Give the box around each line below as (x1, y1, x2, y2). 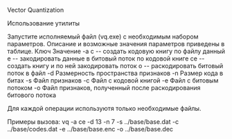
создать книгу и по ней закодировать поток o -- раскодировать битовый (7, 62, 224, 69)
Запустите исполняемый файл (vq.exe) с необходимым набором (7, 32, 199, 41)
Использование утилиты (7, 19, 80, 27)
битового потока (7, 91, 57, 99)
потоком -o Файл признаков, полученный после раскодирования (7, 84, 201, 92)
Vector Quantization (7, 6, 64, 14)
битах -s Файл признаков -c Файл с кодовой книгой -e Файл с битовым (7, 76, 219, 85)
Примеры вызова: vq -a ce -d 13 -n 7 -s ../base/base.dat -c (7, 118, 179, 126)
